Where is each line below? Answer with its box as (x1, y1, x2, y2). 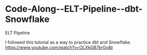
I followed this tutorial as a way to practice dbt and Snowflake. (5, 39, 132, 45)
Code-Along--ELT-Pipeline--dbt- (5, 3, 143, 15)
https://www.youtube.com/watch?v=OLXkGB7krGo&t (5, 44, 113, 50)
